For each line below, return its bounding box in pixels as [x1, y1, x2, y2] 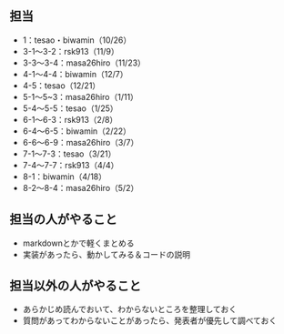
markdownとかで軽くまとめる [22, 238, 135, 248]
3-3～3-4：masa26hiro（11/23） [22, 57, 146, 68]
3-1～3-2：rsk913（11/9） [22, 46, 120, 56]
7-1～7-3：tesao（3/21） [22, 148, 117, 159]
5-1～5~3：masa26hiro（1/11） [22, 91, 139, 102]
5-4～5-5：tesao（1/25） [22, 103, 118, 114]
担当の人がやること [9, 212, 117, 228]
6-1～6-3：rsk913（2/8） [22, 114, 118, 125]
